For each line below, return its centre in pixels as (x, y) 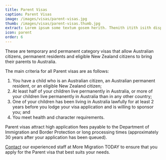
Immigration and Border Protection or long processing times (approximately (82, 132)
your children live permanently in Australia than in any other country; (82, 96)
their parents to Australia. (31, 62)
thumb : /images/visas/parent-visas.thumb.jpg (53, 23)
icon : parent (19, 32)
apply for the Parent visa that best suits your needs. (58, 152)
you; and (21, 112)
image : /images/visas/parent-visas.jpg (46, 19)
